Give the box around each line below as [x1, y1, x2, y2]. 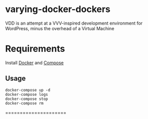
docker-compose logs [5, 92, 49, 97]
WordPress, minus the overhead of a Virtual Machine [5, 25, 114, 31]
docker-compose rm [5, 100, 44, 106]
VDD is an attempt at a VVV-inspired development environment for [5, 20, 143, 26]
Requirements [5, 43, 65, 55]
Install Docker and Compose [5, 59, 64, 66]
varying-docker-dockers [5, 4, 111, 15]
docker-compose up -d [5, 87, 51, 92]
